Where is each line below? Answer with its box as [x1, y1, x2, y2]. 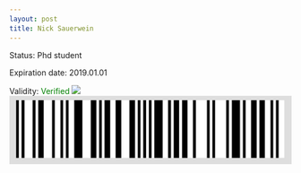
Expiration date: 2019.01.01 [9, 67, 107, 78]
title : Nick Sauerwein [9, 23, 94, 33]
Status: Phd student [9, 49, 82, 60]
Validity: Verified [9, 85, 70, 96]
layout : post [9, 14, 58, 23]
